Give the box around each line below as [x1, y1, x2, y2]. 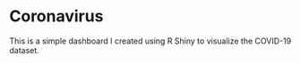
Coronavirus [9, 6, 104, 27]
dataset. [9, 44, 40, 55]
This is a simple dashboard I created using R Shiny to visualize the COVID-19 [9, 35, 292, 46]
